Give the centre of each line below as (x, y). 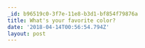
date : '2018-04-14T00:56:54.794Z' (59, 27)
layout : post (27, 34)
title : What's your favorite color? (61, 20)
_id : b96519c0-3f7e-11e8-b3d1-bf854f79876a (73, 14)
